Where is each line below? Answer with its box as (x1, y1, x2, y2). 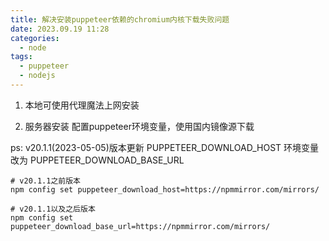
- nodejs (19, 71, 56, 81)
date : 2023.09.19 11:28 (10, 24, 110, 34)
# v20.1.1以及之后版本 (10, 204, 96, 214)
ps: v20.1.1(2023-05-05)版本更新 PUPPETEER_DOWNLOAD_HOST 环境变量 (10, 141, 320, 153)
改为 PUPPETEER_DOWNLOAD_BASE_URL (10, 154, 185, 166)
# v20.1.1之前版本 (10, 176, 81, 186)
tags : (10, 52, 33, 62)
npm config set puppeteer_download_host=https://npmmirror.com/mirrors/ (10, 184, 320, 195)
